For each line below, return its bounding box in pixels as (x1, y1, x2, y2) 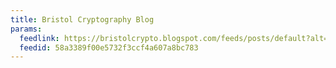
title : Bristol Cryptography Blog (10, 14, 155, 25)
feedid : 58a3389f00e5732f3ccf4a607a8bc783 (19, 42, 199, 53)
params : (10, 24, 43, 34)
